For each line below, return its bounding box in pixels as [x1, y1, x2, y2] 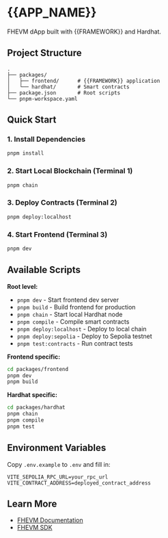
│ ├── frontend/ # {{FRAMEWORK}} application [7, 77, 160, 84]
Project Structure [7, 47, 82, 59]
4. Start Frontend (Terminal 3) [7, 229, 108, 239]
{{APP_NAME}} [7, 5, 97, 21]
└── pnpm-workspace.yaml [7, 95, 78, 102]
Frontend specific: [7, 353, 61, 361]
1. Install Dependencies [7, 135, 86, 144]
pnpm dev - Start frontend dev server [16, 296, 120, 304]
